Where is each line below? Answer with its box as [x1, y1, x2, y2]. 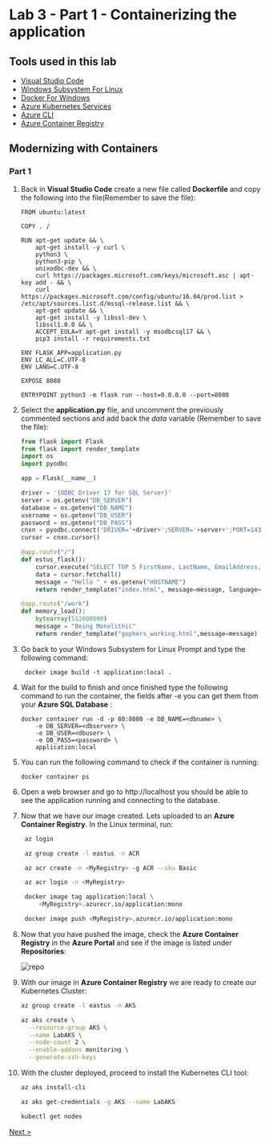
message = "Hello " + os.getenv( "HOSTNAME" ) [35, 578, 187, 586]
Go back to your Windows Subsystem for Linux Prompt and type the [20, 644, 246, 653]
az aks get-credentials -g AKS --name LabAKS [20, 1097, 175, 1105]
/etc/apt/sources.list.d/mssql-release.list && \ [20, 299, 191, 307]
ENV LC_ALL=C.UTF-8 [20, 356, 86, 364]
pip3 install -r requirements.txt [35, 335, 151, 343]
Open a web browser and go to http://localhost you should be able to [20, 787, 249, 796]
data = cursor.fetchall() [35, 570, 122, 579]
